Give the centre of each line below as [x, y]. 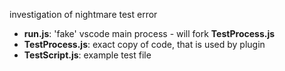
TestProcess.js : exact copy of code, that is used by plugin [144, 44]
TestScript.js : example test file [87, 55]
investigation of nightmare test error [83, 14]
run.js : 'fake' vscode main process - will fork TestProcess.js [149, 33]
